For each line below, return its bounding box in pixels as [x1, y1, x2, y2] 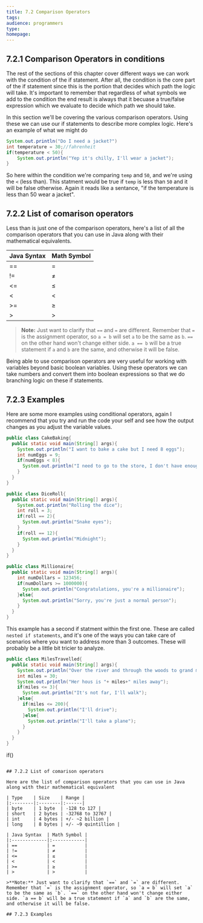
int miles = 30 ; [17, 673, 59, 679]
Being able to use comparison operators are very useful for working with [6, 357, 187, 365]
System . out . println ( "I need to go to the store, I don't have [22, 463, 182, 469]
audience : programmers [6, 20, 63, 26]
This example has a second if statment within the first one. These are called [6, 625, 195, 633]
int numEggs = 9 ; [17, 452, 61, 458]
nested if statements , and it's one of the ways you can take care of [6, 631, 176, 639]
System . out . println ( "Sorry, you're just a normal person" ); [22, 597, 177, 604]
